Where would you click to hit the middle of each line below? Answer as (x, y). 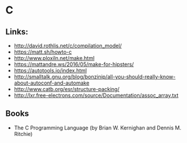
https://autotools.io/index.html (50, 70)
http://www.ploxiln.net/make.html (54, 58)
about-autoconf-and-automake (52, 83)
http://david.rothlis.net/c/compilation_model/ (68, 46)
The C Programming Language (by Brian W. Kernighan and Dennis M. (98, 128)
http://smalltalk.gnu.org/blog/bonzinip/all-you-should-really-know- (95, 77)
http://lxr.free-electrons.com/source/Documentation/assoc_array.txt (96, 95)
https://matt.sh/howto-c (43, 52)
